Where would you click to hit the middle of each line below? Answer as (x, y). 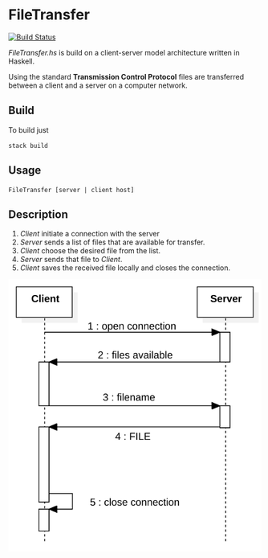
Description (38, 214)
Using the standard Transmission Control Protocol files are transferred (126, 76)
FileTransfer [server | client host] (71, 190)
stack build (28, 146)
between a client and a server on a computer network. (98, 85)
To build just (29, 129)
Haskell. (22, 61)
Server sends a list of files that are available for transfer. (112, 242)
